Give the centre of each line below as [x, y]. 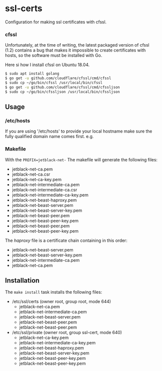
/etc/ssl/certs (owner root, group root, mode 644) [61, 302]
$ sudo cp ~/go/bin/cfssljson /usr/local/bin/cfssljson [62, 92]
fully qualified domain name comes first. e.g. [49, 136]
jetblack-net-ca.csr [31, 174]
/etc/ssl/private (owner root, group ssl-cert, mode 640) [67, 333]
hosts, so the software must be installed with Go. [54, 55]
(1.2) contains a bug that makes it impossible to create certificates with [75, 50]
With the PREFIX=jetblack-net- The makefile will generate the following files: [81, 160]
